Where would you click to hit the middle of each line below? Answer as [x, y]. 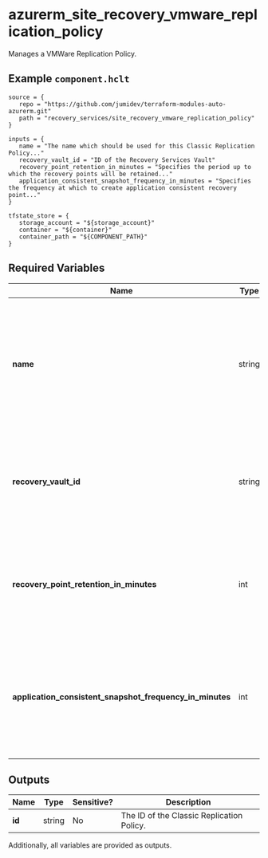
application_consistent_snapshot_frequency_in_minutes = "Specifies [135, 181]
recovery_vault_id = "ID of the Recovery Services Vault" [117, 160]
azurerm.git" [30, 111]
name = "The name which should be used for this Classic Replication [137, 146]
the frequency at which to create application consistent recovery [123, 188]
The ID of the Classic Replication [182, 816]
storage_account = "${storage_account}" [87, 222]
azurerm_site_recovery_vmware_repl [133, 15]
